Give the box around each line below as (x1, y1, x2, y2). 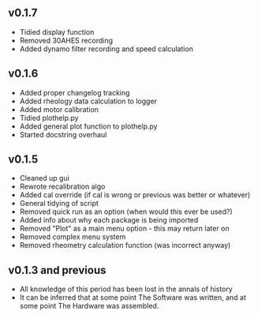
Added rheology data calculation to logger (19, 96, 158, 106)
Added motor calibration (19, 104, 99, 114)
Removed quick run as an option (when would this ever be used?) (19, 207, 233, 216)
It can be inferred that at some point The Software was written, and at (19, 293, 247, 302)
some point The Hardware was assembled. (19, 301, 159, 311)
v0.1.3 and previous (8, 264, 107, 277)
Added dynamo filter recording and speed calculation (19, 43, 193, 54)
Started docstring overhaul (19, 129, 107, 139)
